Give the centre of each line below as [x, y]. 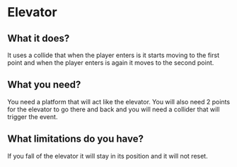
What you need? [44, 85]
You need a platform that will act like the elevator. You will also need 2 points [119, 101]
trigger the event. [33, 116]
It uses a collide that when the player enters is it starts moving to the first [113, 55]
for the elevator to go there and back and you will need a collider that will [114, 109]
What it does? [39, 38]
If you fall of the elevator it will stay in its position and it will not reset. [108, 156]
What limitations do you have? [75, 139]
